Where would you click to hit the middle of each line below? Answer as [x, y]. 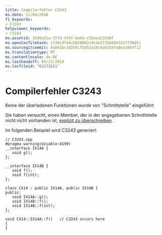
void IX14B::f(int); [34, 206]
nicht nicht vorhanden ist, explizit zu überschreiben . [60, 121]
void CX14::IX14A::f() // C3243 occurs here [55, 219]
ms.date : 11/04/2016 [27, 15]
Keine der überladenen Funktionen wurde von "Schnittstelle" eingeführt [79, 105]
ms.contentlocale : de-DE [31, 57]
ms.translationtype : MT [30, 52]
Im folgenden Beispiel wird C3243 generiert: [51, 130]
